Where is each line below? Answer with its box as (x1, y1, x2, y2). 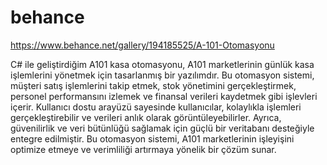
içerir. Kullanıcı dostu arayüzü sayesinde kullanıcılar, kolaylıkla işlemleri (10, 101, 302, 113)
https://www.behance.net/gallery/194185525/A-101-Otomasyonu (10, 39, 275, 51)
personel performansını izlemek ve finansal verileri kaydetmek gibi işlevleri (10, 90, 318, 102)
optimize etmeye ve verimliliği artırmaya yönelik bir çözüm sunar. (10, 143, 277, 155)
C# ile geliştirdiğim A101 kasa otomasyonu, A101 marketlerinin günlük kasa (10, 58, 315, 70)
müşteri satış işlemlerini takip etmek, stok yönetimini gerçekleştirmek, (10, 79, 297, 91)
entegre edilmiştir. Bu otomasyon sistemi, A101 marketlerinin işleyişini (10, 132, 295, 145)
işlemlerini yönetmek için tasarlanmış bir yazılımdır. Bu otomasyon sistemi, (10, 69, 315, 81)
